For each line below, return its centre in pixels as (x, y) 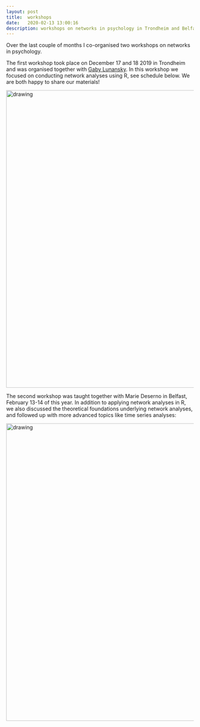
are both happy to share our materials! (53, 82)
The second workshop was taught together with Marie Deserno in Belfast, (97, 396)
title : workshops (29, 17)
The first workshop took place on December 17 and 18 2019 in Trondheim (96, 63)
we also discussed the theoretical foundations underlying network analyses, (99, 409)
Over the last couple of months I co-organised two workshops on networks (98, 45)
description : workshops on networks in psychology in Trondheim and (93, 28)
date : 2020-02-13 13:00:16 (42, 23)
